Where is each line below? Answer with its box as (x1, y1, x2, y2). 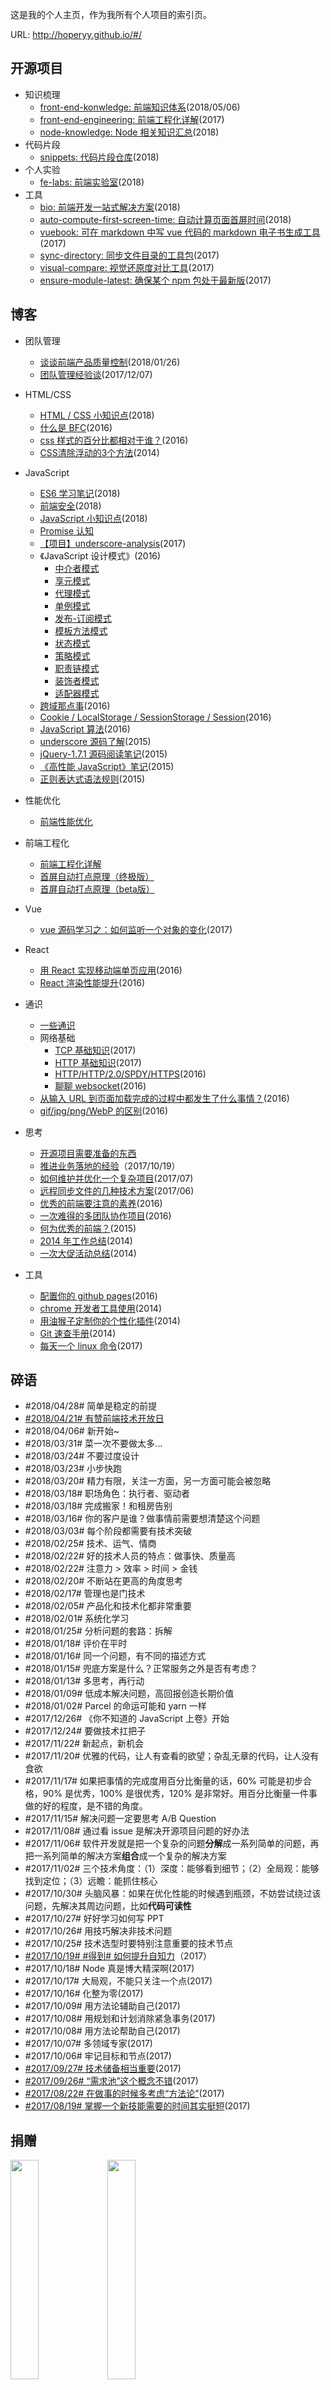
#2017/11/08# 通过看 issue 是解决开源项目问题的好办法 (24, 1825, 250, 1837)
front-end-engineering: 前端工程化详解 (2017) (39, 113, 225, 125)
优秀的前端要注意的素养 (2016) (39, 1197, 163, 1209)
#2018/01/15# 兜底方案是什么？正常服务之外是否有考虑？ (24, 1663, 258, 1675)
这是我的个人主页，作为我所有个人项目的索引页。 (10, 9, 212, 20)
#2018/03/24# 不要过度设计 (24, 1450, 140, 1462)
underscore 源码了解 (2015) (39, 735, 152, 747)
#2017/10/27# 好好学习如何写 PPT (24, 1913, 165, 1925)
